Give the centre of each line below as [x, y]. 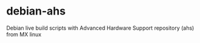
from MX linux [24, 34]
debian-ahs [36, 11]
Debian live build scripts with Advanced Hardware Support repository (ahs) [100, 28]
